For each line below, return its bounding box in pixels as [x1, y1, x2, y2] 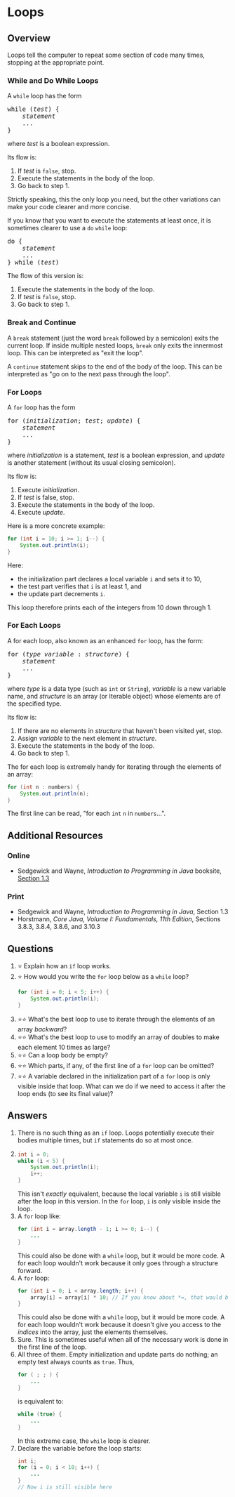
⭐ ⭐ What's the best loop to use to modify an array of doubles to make [17, 1033, 220, 1041]
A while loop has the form [7, 92, 82, 100]
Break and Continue [7, 317, 76, 327]
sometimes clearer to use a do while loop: [7, 224, 128, 232]
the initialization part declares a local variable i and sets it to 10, [17, 574, 202, 583]
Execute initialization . [17, 485, 79, 494]
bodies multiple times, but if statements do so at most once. [17, 1135, 194, 1145]
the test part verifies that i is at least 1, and [17, 582, 142, 591]
